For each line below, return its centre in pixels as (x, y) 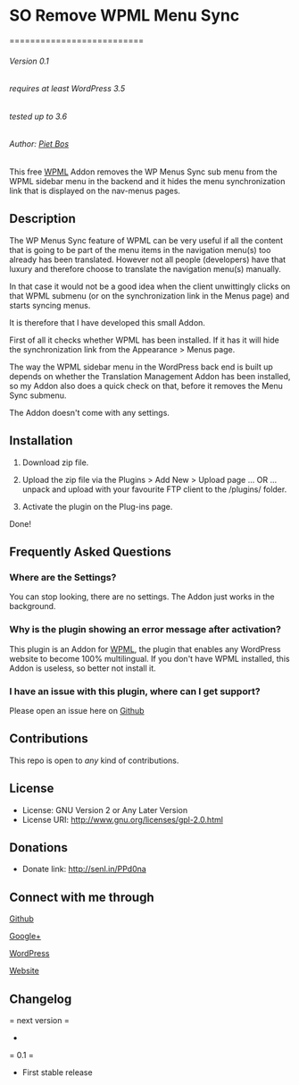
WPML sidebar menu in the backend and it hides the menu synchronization (147, 181)
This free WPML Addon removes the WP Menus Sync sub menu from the (144, 172)
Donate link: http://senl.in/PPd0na (84, 869)
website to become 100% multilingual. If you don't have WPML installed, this (149, 658)
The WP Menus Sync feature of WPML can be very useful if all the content (146, 240)
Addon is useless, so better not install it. (83, 668)
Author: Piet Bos (39, 144)
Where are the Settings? (63, 577)
